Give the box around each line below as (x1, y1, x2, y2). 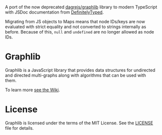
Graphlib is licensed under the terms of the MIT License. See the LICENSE (5, 120, 153, 126)
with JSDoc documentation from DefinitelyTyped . (5, 9, 104, 15)
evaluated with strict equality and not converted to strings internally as (5, 24, 146, 30)
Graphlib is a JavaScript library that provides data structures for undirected (5, 67, 156, 73)
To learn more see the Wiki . (5, 87, 60, 93)
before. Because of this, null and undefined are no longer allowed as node (5, 29, 154, 34)
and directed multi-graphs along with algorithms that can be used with (5, 72, 146, 78)
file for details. (5, 125, 34, 131)
